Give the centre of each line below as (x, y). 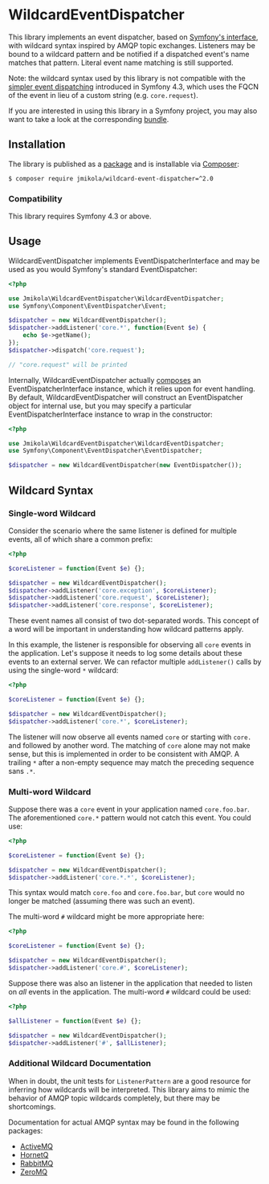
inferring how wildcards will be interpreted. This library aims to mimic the (129, 1089)
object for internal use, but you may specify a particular (100, 405)
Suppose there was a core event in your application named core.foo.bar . (129, 809)
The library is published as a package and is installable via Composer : (124, 164)
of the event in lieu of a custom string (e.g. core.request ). (103, 95)
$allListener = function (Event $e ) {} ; (75, 1021)
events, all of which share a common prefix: (81, 539)
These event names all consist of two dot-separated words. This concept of (134, 620)
